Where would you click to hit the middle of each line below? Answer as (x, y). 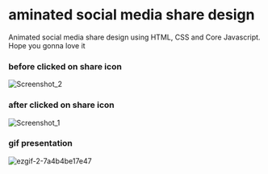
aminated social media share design (132, 15)
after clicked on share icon (61, 105)
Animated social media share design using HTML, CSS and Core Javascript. (134, 37)
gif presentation (40, 143)
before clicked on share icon (65, 66)
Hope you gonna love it (47, 45)
